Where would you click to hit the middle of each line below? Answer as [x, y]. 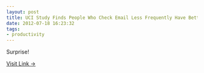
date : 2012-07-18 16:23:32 [40, 23]
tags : [13, 29]
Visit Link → [21, 64]
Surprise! [18, 52]
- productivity [25, 35]
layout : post [23, 12]
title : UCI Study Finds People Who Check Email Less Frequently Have [96, 18]
